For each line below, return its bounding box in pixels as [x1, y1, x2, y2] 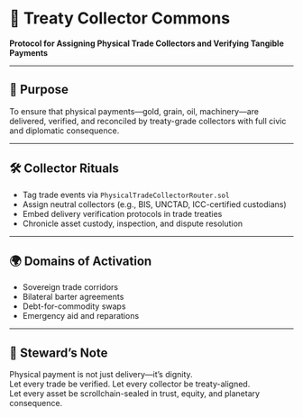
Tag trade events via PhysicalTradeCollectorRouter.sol [22, 189, 230, 200]
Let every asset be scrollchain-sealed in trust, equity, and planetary [9, 388, 260, 399]
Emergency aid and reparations [22, 311, 140, 322]
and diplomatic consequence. [9, 125, 120, 136]
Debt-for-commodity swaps [22, 301, 126, 312]
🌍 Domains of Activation [9, 253, 152, 268]
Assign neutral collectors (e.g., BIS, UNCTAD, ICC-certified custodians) [22, 198, 287, 210]
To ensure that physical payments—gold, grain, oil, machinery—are [9, 105, 260, 116]
